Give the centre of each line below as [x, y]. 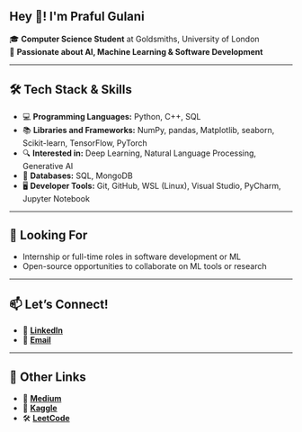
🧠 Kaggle [40, 408]
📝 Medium [42, 399]
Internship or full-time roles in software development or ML [131, 256]
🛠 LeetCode [46, 418]
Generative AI [48, 166]
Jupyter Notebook [56, 198]
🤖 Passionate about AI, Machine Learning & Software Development [136, 51]
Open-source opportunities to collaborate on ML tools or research [144, 266]
